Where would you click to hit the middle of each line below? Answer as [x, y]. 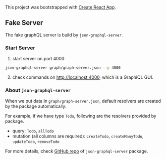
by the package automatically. [36, 106]
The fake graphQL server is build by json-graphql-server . [64, 35]
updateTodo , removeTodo [36, 142]
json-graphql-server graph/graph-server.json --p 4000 [63, 68]
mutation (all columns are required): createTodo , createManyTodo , [78, 136]
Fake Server [24, 23]
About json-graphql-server [38, 90]
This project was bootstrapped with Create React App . [61, 7]
